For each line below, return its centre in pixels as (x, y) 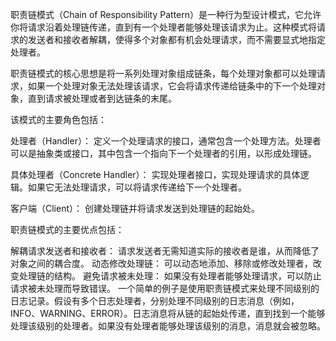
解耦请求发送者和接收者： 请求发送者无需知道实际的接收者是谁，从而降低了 (165, 251)
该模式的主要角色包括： (58, 119)
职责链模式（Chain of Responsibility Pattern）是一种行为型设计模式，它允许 (166, 14)
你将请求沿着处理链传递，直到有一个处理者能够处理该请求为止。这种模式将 (163, 27)
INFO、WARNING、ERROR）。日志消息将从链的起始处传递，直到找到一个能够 (168, 313)
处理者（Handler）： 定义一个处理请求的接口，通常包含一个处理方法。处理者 (166, 141)
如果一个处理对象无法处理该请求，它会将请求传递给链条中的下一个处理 (172, 86)
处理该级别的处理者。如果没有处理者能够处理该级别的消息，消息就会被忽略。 (168, 326)
